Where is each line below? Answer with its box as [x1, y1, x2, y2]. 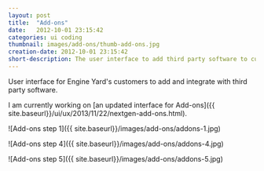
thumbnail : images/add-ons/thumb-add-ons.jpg [8, 41, 159, 49]
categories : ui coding [8, 33, 82, 42]
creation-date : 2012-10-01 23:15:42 [8, 48, 128, 56]
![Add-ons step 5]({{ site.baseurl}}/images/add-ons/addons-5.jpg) [8, 154, 224, 163]
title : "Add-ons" [8, 19, 68, 27]
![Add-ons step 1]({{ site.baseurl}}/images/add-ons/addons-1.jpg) [8, 123, 222, 133]
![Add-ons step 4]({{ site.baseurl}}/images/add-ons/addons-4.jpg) [8, 139, 224, 148]
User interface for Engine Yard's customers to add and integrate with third [8, 76, 247, 86]
